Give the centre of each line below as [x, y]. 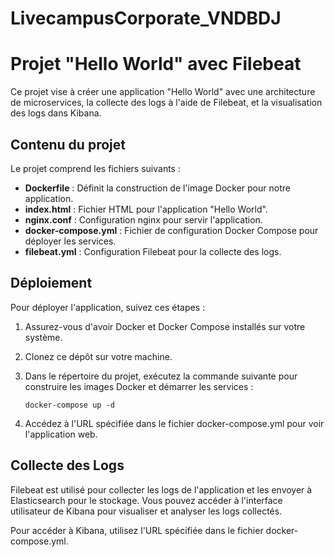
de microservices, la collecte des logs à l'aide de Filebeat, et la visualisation [166, 103]
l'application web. [61, 434]
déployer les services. [70, 241]
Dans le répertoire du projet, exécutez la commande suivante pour [161, 376]
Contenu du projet [68, 144]
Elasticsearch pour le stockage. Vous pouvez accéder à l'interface [146, 500]
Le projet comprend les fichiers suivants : [95, 168]
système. [43, 337]
